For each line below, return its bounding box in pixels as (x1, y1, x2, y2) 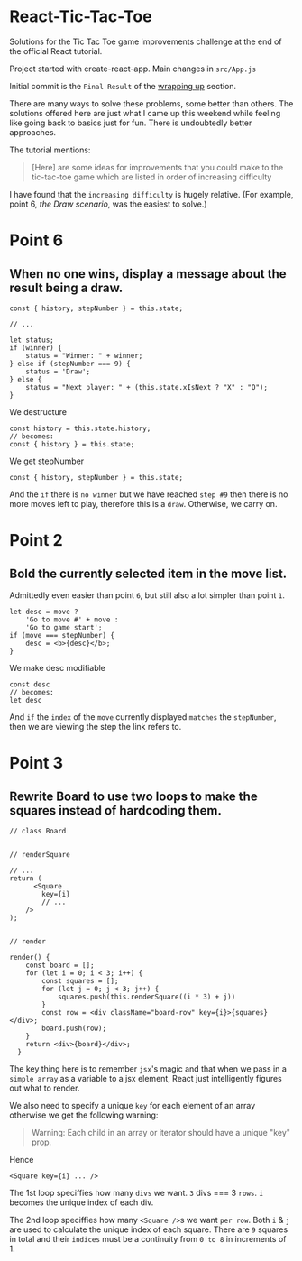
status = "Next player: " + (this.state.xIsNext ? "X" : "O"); (25, 382, 269, 391)
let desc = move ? (9, 607, 78, 616)
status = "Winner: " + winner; (25, 351, 143, 360)
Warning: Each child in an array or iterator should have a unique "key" (31, 1127, 291, 1137)
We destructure (9, 406, 68, 417)
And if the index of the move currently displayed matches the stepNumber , (9, 711, 277, 723)
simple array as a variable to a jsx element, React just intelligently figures (9, 1072, 282, 1083)
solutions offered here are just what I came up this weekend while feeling (9, 107, 281, 118)
